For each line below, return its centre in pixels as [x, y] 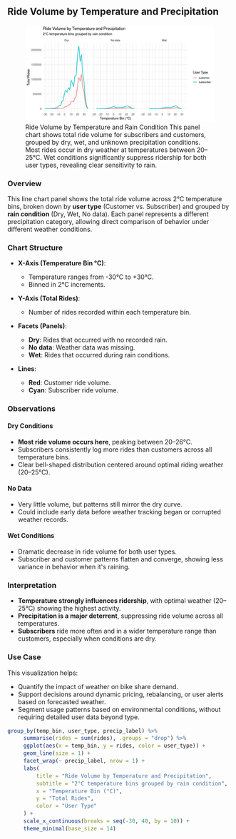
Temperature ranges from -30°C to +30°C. [91, 277]
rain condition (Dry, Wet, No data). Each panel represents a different [108, 214]
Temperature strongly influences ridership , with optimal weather [114, 601]
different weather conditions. [50, 229]
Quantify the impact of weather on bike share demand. [98, 686]
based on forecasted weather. [62, 701]
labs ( [31, 768]
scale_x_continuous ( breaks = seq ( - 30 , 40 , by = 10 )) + [107, 821]
